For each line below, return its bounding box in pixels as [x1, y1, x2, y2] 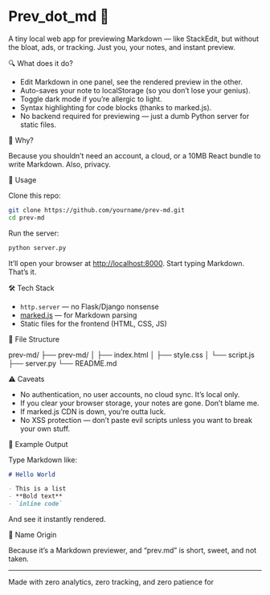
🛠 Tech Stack [8, 283, 55, 293]
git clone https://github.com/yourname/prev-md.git [8, 206, 185, 214]
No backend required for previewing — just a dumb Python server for [19, 111, 250, 121]
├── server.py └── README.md [8, 358, 117, 368]
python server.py [8, 244, 67, 252]
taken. [8, 554, 30, 564]
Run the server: [8, 228, 59, 238]
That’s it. [8, 267, 37, 277]
